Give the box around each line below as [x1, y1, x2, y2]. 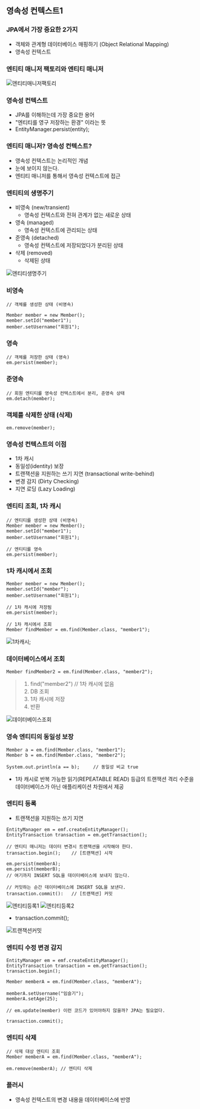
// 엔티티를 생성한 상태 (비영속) [6, 517, 78, 523]
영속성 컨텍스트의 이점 [6, 439, 67, 448]
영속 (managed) [15, 219, 55, 226]
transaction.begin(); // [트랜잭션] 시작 [6, 850, 113, 856]
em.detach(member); [6, 395, 56, 402]
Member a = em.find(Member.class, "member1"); [6, 747, 126, 753]
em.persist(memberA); [6, 861, 61, 867]
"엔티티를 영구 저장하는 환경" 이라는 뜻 [15, 119, 106, 126]
